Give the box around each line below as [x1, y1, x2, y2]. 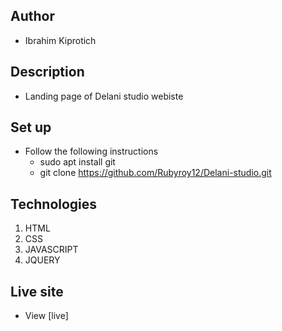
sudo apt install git [39, 156, 116, 168]
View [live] [24, 310, 69, 322]
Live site [10, 283, 64, 300]
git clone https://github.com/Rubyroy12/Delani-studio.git [39, 167, 272, 179]
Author [10, 8, 55, 25]
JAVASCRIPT [24, 244, 79, 256]
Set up [10, 119, 52, 136]
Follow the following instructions [24, 145, 159, 158]
